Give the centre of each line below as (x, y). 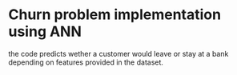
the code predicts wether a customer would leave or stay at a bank (118, 53)
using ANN (45, 32)
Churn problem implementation (115, 15)
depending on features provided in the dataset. (86, 62)
